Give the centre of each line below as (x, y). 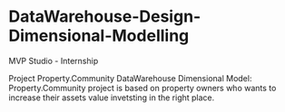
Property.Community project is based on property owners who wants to (142, 88)
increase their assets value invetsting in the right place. (112, 98)
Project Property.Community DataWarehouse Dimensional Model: (130, 78)
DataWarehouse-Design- (105, 17)
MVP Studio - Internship (54, 61)
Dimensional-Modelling (99, 36)
